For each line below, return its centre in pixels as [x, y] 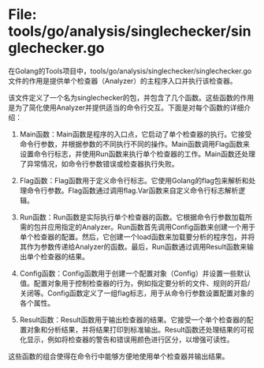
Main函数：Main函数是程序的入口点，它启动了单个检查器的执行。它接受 [136, 134]
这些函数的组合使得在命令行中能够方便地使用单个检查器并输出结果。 [119, 356]
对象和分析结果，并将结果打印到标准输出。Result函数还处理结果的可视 [140, 329]
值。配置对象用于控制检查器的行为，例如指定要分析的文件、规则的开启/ [135, 283]
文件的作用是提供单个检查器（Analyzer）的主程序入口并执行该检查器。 [123, 81]
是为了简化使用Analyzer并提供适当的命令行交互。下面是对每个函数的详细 [126, 107]
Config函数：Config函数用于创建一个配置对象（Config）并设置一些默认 [135, 273]
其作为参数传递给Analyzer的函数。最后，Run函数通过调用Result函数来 [133, 246]
